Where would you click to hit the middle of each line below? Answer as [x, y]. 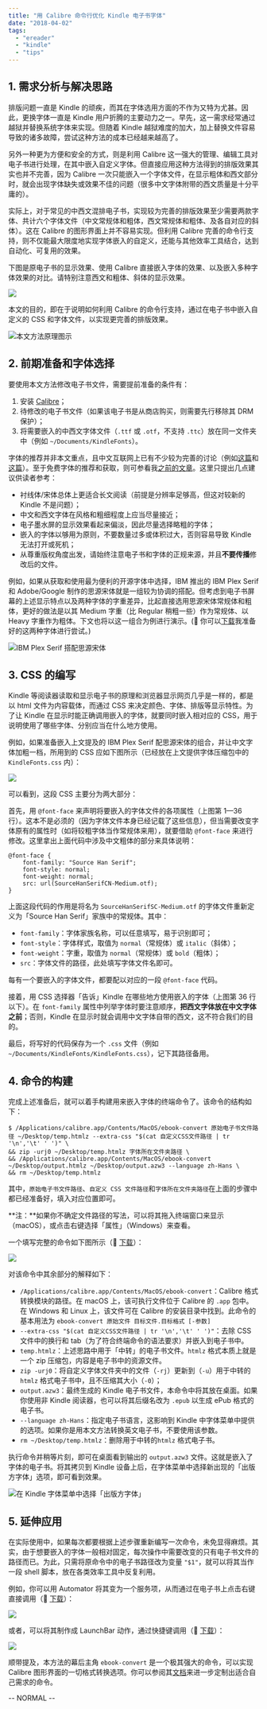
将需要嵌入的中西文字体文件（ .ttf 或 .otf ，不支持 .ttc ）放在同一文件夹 [138, 431]
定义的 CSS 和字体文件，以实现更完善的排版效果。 [91, 319]
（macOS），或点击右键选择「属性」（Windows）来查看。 [101, 1225]
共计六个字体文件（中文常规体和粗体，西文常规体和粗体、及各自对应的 [137, 220]
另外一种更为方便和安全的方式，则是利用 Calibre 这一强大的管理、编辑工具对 [133, 154]
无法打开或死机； [48, 544]
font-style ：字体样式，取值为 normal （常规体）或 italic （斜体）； [129, 943]
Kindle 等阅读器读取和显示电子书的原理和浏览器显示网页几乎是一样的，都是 [131, 696]
